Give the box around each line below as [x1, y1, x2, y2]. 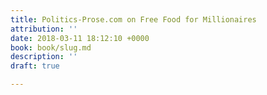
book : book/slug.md [10, 42, 92, 53]
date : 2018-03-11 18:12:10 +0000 [10, 33, 150, 43]
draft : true [10, 61, 60, 71]
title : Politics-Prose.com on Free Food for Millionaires [10, 14, 257, 25]
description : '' [10, 52, 78, 62]
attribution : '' [10, 24, 78, 34]
